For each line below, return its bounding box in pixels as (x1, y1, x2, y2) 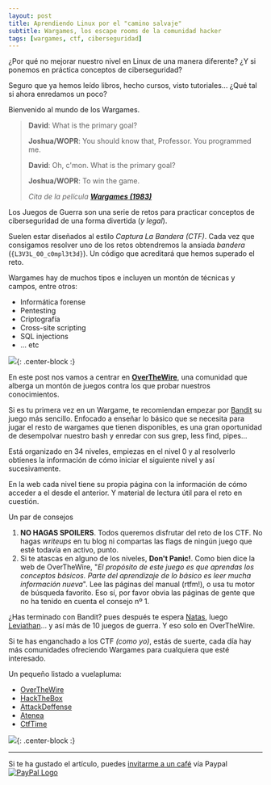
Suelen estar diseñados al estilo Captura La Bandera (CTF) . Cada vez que (8, 232, 255, 241)
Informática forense (19, 297, 86, 307)
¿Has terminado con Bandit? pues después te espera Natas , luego (8, 612, 228, 622)
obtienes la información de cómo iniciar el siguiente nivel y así (8, 455, 215, 465)
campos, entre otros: (8, 282, 78, 292)
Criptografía (19, 314, 60, 324)
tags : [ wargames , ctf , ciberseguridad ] (8, 34, 143, 43)
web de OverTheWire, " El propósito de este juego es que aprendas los (19, 562, 254, 572)
